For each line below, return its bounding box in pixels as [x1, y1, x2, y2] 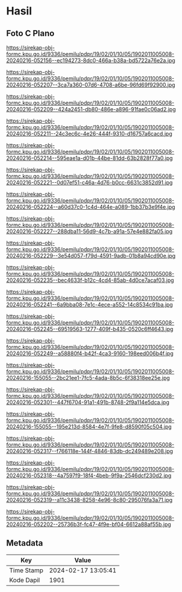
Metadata [6, 538, 43, 548]
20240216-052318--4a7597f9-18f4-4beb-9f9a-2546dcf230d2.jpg [6, 472, 172, 479]
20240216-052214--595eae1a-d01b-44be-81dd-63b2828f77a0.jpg [6, 154, 173, 162]
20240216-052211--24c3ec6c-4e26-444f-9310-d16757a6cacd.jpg [6, 130, 172, 137]
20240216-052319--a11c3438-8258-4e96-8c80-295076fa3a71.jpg [6, 496, 173, 503]
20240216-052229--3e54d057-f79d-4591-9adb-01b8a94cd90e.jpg [6, 252, 176, 259]
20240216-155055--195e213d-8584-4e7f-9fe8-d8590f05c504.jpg [6, 423, 172, 430]
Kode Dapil [9, 576, 40, 584]
